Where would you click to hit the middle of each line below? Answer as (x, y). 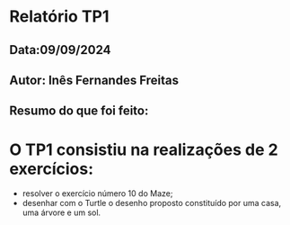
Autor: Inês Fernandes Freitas (94, 80)
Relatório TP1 (59, 17)
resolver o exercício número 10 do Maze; (97, 193)
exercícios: (52, 169)
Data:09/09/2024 (60, 50)
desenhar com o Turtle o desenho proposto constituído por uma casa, (152, 203)
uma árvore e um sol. (62, 212)
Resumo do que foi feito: (79, 111)
